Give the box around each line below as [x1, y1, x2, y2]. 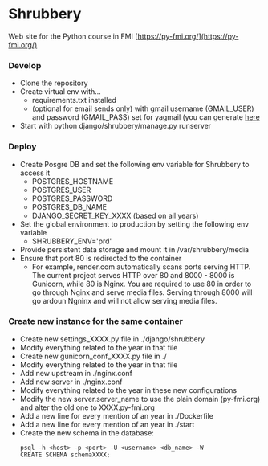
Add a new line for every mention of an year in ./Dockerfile [19, 411, 214, 420]
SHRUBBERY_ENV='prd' [31, 236, 112, 246]
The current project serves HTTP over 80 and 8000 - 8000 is [31, 270, 235, 280]
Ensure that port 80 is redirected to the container [19, 253, 182, 263]
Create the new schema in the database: [19, 427, 154, 438]
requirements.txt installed [31, 96, 116, 105]
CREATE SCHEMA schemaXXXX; [19, 451, 111, 459]
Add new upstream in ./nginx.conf [19, 368, 133, 378]
